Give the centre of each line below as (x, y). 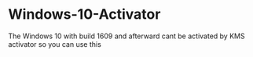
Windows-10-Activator (84, 14)
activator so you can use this (55, 44)
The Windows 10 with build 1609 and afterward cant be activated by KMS (126, 36)
